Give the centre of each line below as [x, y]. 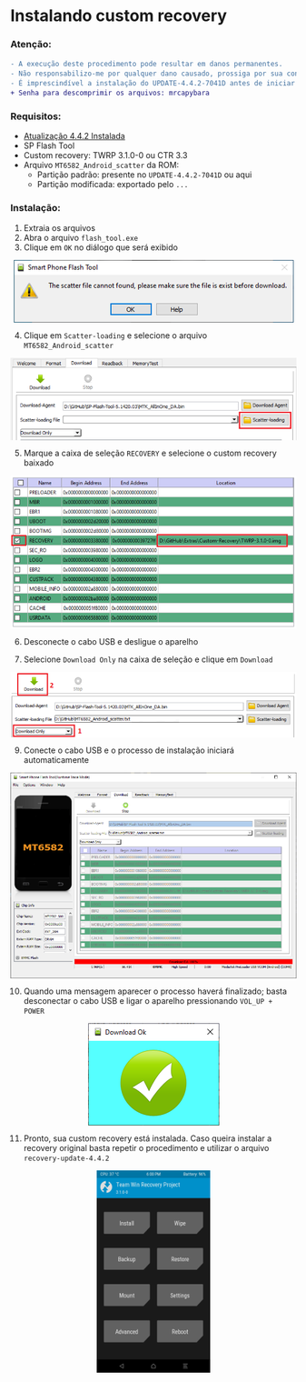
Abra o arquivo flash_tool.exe [81, 237]
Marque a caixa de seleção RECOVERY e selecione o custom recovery [150, 453]
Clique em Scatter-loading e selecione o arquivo [115, 335]
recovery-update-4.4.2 [66, 1159]
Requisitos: [36, 116]
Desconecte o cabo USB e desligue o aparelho [111, 641]
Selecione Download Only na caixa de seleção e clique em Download [148, 659]
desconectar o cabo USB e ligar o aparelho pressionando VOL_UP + [148, 1001]
